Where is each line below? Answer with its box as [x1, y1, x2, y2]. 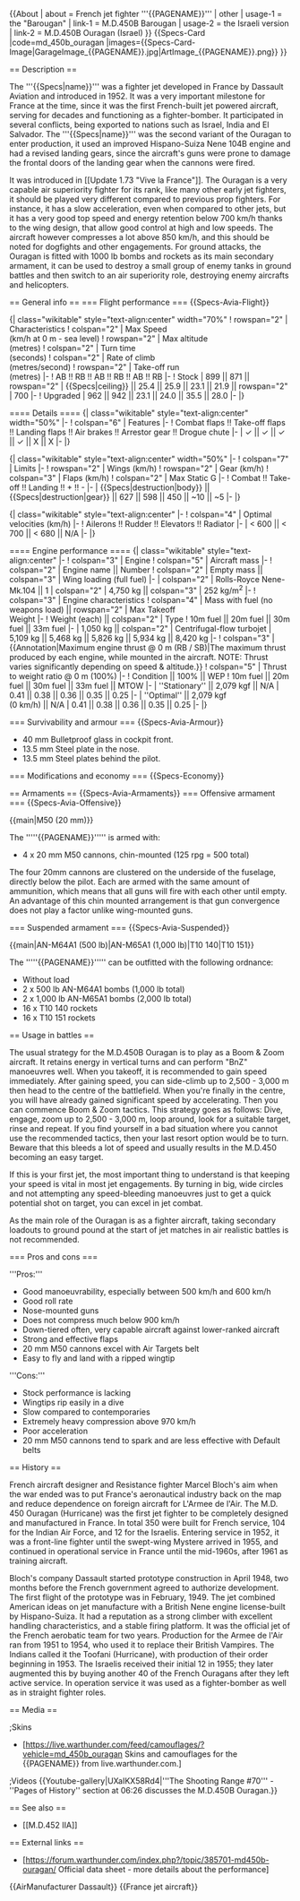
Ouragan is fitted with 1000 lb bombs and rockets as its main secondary [9, 251, 275, 262]
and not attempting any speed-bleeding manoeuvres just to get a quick [9, 1188, 271, 1199]
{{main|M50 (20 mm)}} [9, 814, 94, 825]
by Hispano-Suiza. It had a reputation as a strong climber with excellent [9, 1611, 273, 1621]
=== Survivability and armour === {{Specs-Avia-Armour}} [9, 717, 224, 727]
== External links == [9, 1836, 84, 1847]
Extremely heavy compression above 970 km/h [21, 1415, 197, 1426]
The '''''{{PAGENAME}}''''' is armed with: [9, 831, 161, 842]
